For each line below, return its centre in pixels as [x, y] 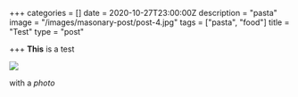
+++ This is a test [42, 49]
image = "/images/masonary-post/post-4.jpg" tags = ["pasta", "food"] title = [149, 22]
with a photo [32, 83]
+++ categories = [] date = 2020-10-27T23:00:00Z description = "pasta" [144, 13]
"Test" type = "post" [47, 32]
